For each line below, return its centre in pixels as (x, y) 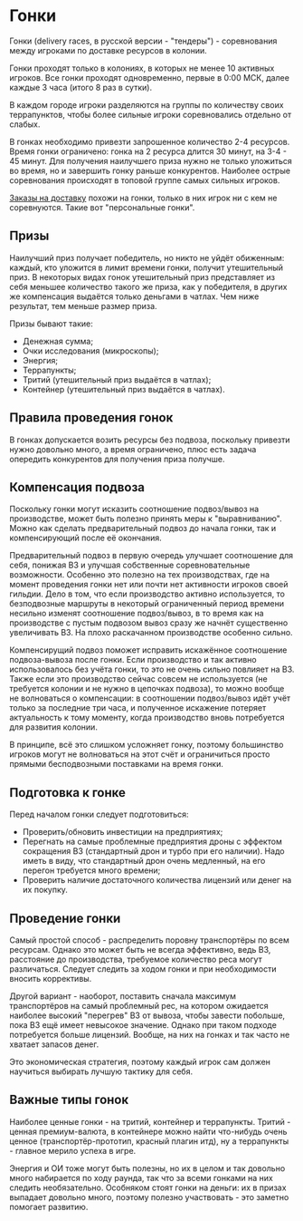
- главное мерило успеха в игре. (73, 1150)
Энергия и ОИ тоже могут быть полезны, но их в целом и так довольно (147, 1168)
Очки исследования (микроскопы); (90, 351)
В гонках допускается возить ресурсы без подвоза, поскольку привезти (150, 440)
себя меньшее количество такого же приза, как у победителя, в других (148, 286)
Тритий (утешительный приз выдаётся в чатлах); (117, 379)
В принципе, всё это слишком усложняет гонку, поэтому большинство (147, 745)
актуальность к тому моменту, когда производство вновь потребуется (147, 718)
